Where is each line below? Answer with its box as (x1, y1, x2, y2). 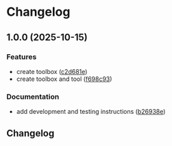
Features (6, 52, 37, 62)
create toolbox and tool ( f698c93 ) (16, 75, 112, 83)
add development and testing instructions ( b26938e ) (16, 108, 166, 116)
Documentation (6, 92, 60, 101)
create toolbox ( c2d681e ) (16, 67, 88, 75)
